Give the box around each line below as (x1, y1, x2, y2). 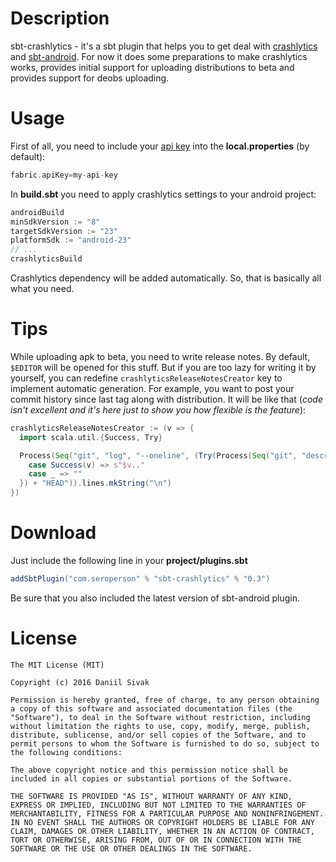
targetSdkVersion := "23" (10, 226, 118, 236)
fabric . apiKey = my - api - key (10, 170, 118, 180)
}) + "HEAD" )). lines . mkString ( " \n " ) (19, 478, 172, 489)
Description (10, 7, 110, 30)
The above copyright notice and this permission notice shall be (10, 765, 288, 775)
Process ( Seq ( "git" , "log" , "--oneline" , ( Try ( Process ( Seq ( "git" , (19, 450, 298, 461)
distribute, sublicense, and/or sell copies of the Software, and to (10, 730, 307, 740)
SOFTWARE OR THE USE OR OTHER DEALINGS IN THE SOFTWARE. (10, 843, 253, 854)
